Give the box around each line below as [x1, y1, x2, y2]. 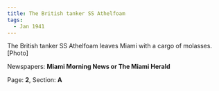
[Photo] [7, 49, 29, 57]
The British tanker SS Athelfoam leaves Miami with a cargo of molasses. [7, 42, 213, 50]
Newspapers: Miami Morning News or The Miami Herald [7, 63, 171, 71]
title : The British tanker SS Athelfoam [7, 10, 126, 17]
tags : [7, 17, 23, 23]
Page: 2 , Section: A [7, 76, 62, 84]
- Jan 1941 [13, 23, 45, 30]
